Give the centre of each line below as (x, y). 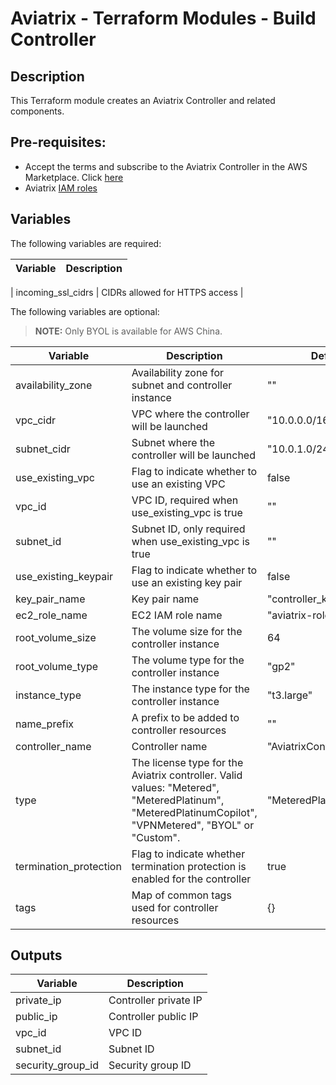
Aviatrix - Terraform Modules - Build (163, 18)
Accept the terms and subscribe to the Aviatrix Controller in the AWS (166, 166)
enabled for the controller (191, 879)
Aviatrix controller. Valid (187, 775)
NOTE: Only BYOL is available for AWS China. (128, 331)
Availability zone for (178, 372)
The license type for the (187, 762)
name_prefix (45, 724)
